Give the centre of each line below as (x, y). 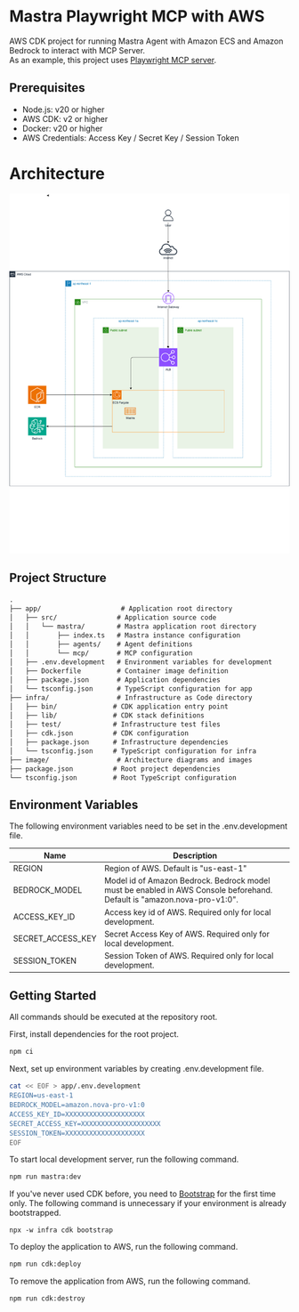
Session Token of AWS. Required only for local (189, 956)
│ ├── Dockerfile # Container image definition (119, 671)
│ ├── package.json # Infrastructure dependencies (119, 742)
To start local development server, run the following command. (124, 1160)
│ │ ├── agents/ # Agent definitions (101, 644)
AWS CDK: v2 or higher (65, 118)
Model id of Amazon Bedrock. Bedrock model (187, 881)
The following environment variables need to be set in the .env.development (148, 826)
